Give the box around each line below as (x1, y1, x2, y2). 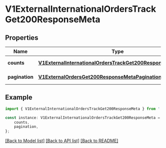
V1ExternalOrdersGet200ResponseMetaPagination (38, 74, 162, 80)
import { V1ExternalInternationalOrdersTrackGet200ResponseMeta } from (5, 106, 156, 111)
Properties (5, 33, 39, 42)
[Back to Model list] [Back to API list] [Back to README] (5, 138, 119, 144)
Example (5, 93, 33, 102)
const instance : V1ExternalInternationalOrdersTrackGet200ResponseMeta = (5, 115, 161, 120)
